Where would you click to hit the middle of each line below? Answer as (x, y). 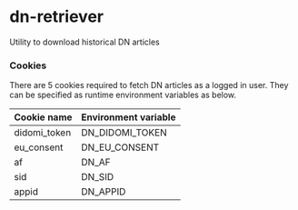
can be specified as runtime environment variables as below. (123, 95)
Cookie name (43, 117)
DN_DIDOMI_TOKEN (124, 133)
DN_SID (98, 177)
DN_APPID (104, 192)
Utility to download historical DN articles (85, 42)
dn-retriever (57, 17)
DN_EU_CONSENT (120, 147)
